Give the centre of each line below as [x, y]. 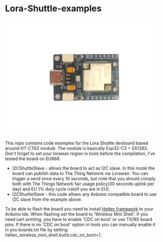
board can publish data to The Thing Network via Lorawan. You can [80, 173]
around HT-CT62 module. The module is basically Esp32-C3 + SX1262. [77, 148]
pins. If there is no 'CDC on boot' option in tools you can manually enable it [80, 224]
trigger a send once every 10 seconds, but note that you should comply [84, 178]
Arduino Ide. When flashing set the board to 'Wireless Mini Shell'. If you [76, 214]
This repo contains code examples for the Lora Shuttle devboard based [77, 143]
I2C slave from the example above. [47, 199]
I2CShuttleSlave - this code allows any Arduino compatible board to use [84, 194]
